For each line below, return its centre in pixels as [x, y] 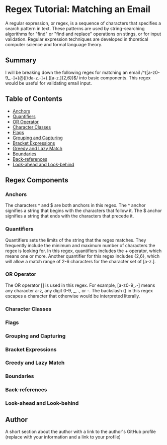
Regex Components [37, 180]
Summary [21, 61]
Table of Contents [34, 99]
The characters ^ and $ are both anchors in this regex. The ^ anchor [75, 205]
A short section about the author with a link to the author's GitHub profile [80, 432]
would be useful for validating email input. [49, 83]
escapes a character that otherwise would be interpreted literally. [73, 296]
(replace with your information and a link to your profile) [63, 437]
